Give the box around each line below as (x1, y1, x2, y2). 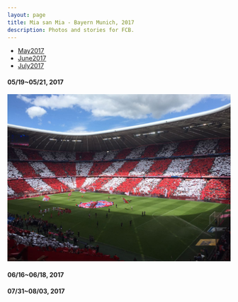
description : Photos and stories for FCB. (7, 26, 135, 33)
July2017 (17, 62, 45, 70)
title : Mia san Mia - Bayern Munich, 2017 (7, 18, 135, 26)
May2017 (17, 47, 45, 55)
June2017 (17, 54, 47, 63)
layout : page (7, 11, 46, 18)
